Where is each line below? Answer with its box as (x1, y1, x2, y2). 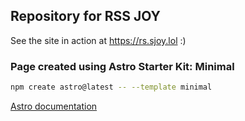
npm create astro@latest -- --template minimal (10, 82, 213, 93)
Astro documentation (10, 100, 98, 112)
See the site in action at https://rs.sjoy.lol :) (10, 34, 187, 46)
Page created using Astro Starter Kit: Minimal (10, 59, 235, 73)
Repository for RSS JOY (10, 8, 161, 25)
